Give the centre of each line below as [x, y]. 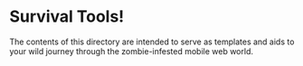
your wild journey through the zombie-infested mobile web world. [131, 51]
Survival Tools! [67, 17]
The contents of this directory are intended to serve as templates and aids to [152, 42]
